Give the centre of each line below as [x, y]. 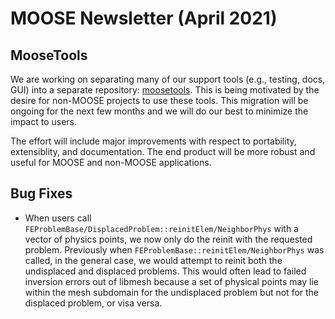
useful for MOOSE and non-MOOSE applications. [111, 162]
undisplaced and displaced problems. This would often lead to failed [165, 271]
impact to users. [44, 121]
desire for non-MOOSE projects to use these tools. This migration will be [159, 100]
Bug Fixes [41, 193]
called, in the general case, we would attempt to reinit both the [153, 260]
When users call [58, 218]
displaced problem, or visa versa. [93, 303]
